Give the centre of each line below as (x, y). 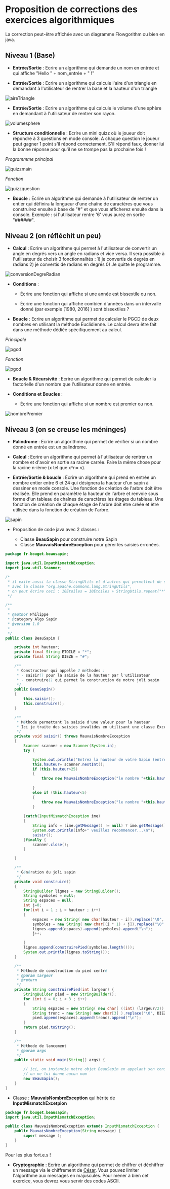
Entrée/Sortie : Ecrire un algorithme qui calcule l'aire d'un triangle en (84, 83)
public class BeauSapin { (32, 638)
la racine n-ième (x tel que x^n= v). (49, 468)
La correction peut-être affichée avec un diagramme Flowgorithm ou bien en (85, 34)
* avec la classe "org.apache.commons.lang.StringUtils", (70, 586)
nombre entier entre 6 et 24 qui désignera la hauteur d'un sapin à (80, 483)
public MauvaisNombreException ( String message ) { (68, 1131)
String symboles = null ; (50, 896)
